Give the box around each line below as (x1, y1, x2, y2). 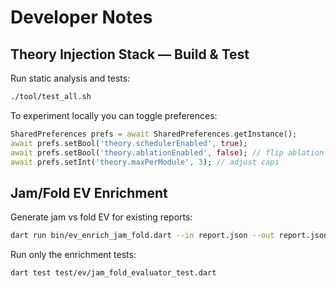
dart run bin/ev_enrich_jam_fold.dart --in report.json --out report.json (10, 231, 329, 241)
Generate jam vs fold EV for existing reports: (10, 211, 193, 223)
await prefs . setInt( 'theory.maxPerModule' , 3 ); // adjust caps (10, 157, 280, 167)
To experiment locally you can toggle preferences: (10, 109, 218, 121)
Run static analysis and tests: (10, 72, 131, 84)
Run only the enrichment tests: (10, 249, 137, 261)
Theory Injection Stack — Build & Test (10, 46, 250, 63)
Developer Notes (10, 6, 153, 29)
